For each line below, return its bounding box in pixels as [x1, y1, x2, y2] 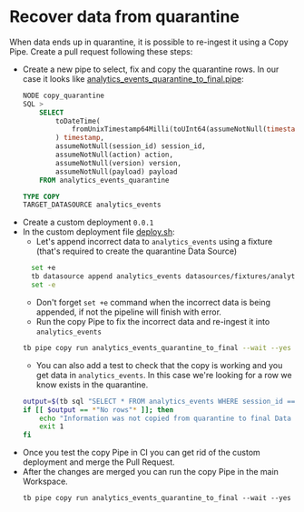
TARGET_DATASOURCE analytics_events [22, 200, 162, 210]
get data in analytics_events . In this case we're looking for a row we [35, 369, 292, 380]
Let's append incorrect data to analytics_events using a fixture [35, 236, 273, 247]
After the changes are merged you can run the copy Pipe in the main [22, 467, 279, 477]
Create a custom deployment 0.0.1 [22, 216, 154, 228]
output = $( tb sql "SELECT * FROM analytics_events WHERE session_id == [22, 397, 296, 406]
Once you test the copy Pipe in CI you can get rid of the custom [22, 447, 260, 458]
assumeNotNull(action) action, [55, 150, 174, 160]
